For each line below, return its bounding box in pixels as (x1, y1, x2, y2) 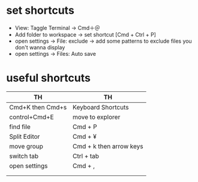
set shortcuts (6, 4, 75, 17)
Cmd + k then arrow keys (73, 142, 143, 150)
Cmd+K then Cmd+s (9, 103, 67, 111)
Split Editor (9, 132, 40, 141)
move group (9, 142, 44, 150)
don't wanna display (14, 43, 65, 51)
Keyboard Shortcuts (73, 103, 129, 111)
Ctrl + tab (73, 151, 100, 160)
